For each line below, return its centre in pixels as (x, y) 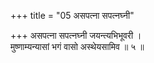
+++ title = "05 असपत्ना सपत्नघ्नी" (72, 15)
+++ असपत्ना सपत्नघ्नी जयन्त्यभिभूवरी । (76, 35)
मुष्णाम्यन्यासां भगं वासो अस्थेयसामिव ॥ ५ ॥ (77, 46)
